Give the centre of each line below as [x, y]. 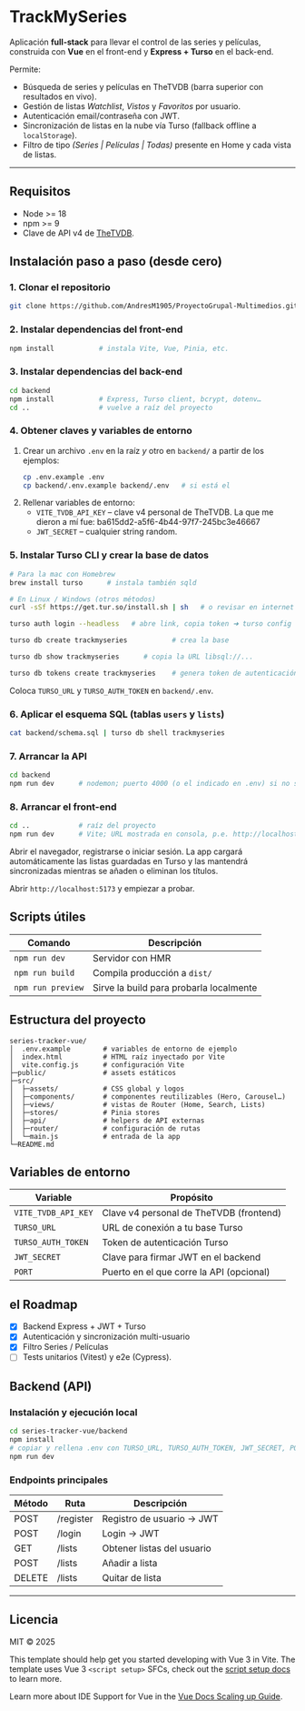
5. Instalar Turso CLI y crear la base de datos [109, 555]
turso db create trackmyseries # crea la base [119, 640]
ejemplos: [41, 460]
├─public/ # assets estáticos [93, 1072]
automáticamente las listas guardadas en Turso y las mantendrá [128, 861]
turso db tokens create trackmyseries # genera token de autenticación [154, 673]
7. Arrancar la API [49, 756]
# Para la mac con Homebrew [63, 574]
